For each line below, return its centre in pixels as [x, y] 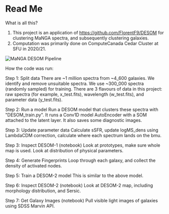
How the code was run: [30, 68]
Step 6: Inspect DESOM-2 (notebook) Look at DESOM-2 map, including [79, 185]
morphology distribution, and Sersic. [43, 191]
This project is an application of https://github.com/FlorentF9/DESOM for [88, 32]
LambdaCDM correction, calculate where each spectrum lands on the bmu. [83, 135]
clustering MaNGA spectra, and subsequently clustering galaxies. [80, 38]
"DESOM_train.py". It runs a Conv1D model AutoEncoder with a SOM [76, 115]
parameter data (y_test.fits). [34, 100]
